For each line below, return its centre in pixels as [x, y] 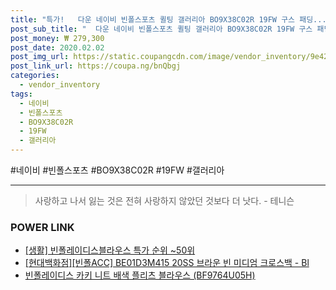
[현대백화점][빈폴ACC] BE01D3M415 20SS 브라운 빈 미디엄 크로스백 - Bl [167, 263]
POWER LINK [42, 227]
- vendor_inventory [60, 85]
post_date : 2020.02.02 [57, 47]
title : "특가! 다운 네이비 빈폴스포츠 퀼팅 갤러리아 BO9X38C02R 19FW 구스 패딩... [168, 19]
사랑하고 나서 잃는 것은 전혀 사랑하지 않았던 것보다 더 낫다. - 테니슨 [164, 200]
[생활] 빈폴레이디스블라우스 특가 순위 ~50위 [110, 250]
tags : [21, 94]
